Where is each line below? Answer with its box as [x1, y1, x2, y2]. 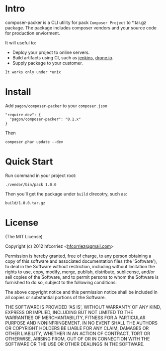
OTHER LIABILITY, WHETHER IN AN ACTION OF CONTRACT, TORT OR [5, 330, 150, 337]
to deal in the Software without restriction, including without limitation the [5, 263, 155, 269]
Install [5, 86, 31, 98]
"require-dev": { [5, 112, 41, 117]
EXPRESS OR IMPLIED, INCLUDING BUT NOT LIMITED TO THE [5, 309, 133, 315]
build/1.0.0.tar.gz [5, 200, 46, 205]
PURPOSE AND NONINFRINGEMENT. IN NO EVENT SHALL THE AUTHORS [5, 320, 158, 326]
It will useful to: [5, 39, 36, 45]
